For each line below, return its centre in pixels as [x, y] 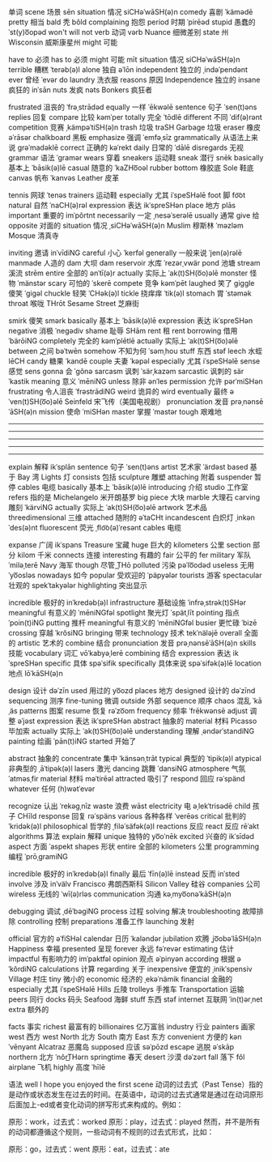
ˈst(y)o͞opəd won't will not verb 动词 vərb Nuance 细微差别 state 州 [119, 32]
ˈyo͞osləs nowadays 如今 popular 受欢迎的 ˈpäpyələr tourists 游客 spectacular [135, 575]
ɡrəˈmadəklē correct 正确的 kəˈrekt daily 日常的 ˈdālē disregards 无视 [131, 147]
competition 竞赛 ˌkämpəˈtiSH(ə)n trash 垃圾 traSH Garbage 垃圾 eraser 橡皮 [135, 127]
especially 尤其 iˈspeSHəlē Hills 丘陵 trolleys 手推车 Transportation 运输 [126, 989]
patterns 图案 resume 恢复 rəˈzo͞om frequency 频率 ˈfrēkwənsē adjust [134, 711]
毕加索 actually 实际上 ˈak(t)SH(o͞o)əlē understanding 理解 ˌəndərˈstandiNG [132, 731]
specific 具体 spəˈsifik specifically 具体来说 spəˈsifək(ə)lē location [153, 663]
